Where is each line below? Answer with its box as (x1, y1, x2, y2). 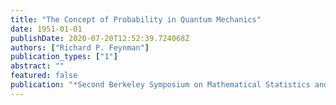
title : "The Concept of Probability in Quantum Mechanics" (10, 14, 262, 25)
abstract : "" (10, 61, 65, 71)
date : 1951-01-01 (10, 24, 83, 34)
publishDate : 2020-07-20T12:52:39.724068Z (10, 33, 190, 43)
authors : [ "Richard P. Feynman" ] (10, 42, 150, 53)
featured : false (10, 71, 78, 81)
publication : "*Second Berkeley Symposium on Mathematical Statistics (10, 80, 311, 90)
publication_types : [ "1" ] (10, 52, 118, 62)
